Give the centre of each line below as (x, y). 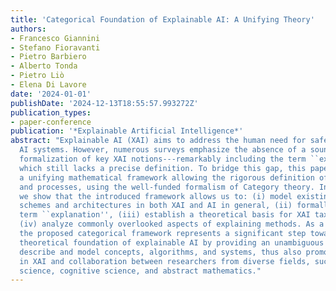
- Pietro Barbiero (48, 57)
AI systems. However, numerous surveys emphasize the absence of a (163, 150)
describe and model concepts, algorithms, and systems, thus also (160, 252)
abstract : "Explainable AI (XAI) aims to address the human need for (158, 141)
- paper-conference (51, 122)
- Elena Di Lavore (48, 85)
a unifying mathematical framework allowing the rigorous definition (167, 177)
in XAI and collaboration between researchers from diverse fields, (165, 261)
